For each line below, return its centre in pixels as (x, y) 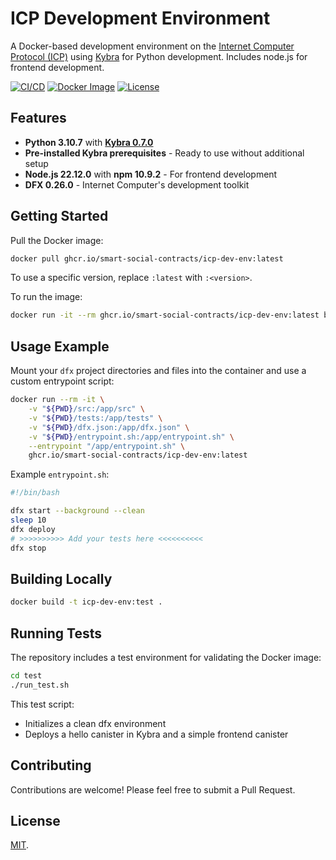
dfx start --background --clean (77, 511)
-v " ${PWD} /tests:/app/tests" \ (95, 418)
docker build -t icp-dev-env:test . (86, 602)
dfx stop (28, 548)
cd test (26, 676)
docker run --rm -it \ (57, 400)
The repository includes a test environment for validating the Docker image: (166, 657)
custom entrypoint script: (62, 381)
